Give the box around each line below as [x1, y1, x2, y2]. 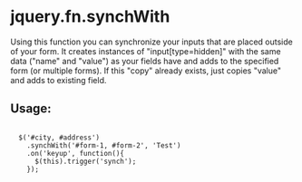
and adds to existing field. [10, 74, 107, 85]
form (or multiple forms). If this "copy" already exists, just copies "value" [10, 65, 282, 76]
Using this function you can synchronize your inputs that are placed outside [10, 36, 293, 47]
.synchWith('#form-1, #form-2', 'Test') [26, 140, 181, 150]
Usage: [10, 101, 53, 117]
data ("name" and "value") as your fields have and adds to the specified [10, 55, 279, 66]
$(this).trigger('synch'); [34, 157, 137, 166]
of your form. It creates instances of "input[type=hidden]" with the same [10, 45, 281, 56]
